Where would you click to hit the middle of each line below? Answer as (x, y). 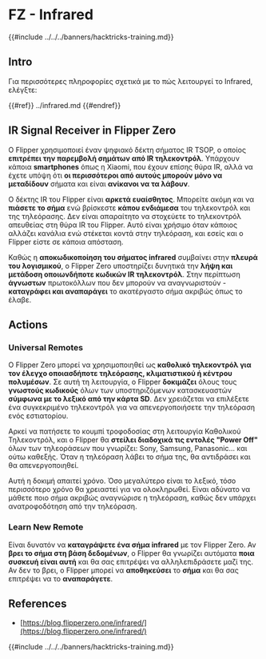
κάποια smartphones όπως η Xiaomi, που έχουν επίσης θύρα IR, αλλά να (131, 166)
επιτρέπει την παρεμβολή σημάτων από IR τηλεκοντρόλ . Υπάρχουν (124, 158)
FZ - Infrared (51, 15)
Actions (28, 324)
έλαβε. (20, 300)
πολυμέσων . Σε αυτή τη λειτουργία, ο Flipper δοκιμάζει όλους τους (123, 382)
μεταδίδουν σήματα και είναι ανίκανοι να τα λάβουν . (99, 184)
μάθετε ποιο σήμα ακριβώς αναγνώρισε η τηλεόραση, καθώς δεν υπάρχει (132, 498)
